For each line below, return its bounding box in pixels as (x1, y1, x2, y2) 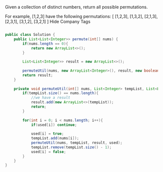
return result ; (22, 73, 53, 78)
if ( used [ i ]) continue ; (31, 122, 77, 127)
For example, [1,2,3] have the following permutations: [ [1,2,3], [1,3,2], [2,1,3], (5, 14, 158, 19)
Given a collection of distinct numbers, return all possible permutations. (5, 4, 148, 10)
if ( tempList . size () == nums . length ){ (22, 91, 98, 96)
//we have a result (31, 95, 70, 100)
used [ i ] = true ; (31, 131, 64, 136)
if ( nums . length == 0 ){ (22, 41, 68, 46)
